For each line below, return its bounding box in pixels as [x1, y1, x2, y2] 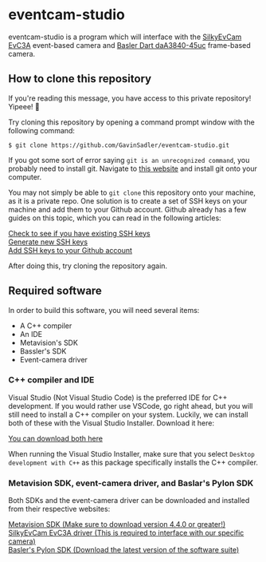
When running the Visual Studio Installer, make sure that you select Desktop [8, 449, 255, 458]
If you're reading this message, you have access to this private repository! [8, 93, 252, 103]
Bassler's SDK [19, 346, 67, 356]
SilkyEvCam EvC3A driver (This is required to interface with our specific [8, 528, 244, 538]
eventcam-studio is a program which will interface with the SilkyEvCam [8, 32, 242, 42]
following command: [8, 125, 76, 135]
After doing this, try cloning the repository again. [8, 261, 168, 271]
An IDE [19, 329, 42, 338]
